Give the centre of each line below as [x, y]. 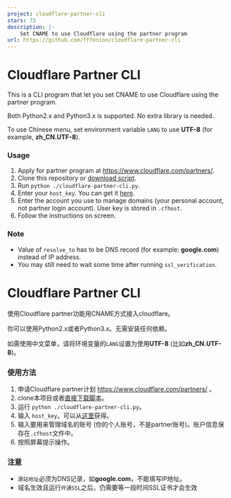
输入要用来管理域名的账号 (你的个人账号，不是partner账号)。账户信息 [118, 424]
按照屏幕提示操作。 [45, 441]
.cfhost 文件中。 [54, 433]
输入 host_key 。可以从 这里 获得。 [65, 415]
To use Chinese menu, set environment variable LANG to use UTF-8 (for [110, 130]
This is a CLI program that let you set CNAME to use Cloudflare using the [113, 95]
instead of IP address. [49, 257]
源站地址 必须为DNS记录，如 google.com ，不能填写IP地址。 [101, 479]
